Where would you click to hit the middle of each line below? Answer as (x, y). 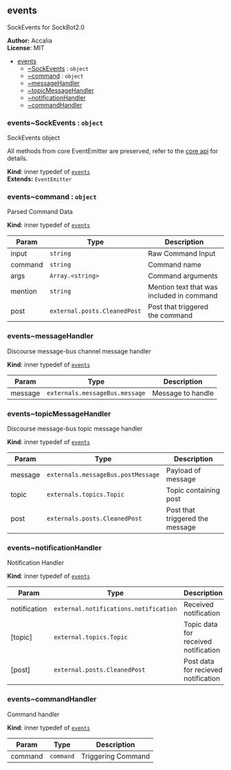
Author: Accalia (30, 41)
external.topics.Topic (91, 637)
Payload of (184, 471)
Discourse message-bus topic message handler (75, 429)
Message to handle (183, 393)
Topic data (200, 624)
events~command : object (52, 197)
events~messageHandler (51, 336)
